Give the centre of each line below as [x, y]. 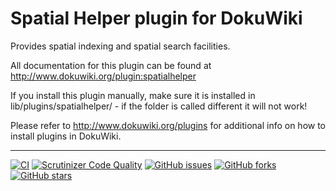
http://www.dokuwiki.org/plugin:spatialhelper [103, 76]
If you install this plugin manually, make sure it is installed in [133, 95]
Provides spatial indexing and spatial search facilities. [120, 46]
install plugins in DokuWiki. [66, 136]
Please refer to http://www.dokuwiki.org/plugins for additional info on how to [168, 125]
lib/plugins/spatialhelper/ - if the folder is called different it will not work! [159, 106]
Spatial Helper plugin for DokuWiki [156, 18]
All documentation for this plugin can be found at [111, 65]
